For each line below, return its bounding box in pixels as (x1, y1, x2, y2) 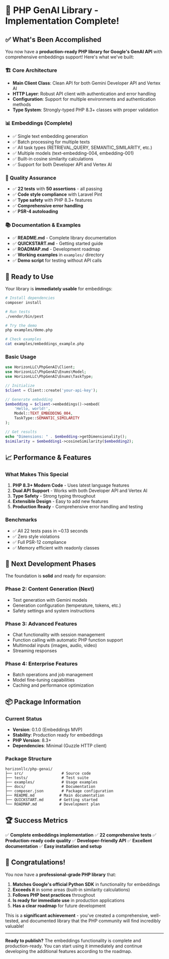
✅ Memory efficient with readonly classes (12, 544, 100, 550)
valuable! (5, 923, 24, 929)
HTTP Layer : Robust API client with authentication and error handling (12, 91, 156, 97)
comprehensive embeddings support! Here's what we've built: (5, 54, 134, 60)
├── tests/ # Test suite (5, 775, 89, 780)
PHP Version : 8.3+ (12, 737, 52, 743)
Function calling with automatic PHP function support (12, 636, 123, 643)
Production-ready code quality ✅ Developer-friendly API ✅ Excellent (5, 838, 152, 844)
